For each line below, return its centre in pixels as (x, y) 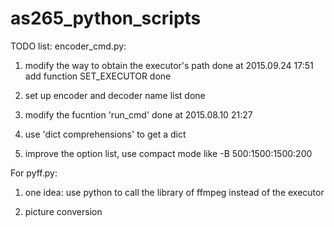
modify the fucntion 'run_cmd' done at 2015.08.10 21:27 (138, 114)
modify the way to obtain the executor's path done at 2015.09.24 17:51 (169, 65)
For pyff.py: (34, 173)
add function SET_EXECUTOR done (98, 76)
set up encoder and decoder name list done (115, 95)
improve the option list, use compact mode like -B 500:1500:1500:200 (168, 153)
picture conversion (63, 211)
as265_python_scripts (106, 18)
